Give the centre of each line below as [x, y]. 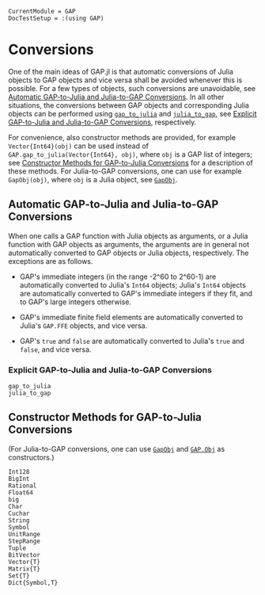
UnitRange [25, 534]
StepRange [25, 541]
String [19, 520]
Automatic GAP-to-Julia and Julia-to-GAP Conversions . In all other [116, 97]
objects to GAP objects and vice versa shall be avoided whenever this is [125, 80]
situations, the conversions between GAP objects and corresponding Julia [129, 105]
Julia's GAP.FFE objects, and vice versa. [83, 326]
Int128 [19, 471]
